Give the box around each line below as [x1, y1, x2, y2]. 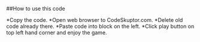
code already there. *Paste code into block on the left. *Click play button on [6, 23, 195, 30]
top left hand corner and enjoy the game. [6, 29, 107, 36]
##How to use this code [6, 5, 65, 12]
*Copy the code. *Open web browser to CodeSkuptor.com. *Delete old [6, 17, 183, 23]
